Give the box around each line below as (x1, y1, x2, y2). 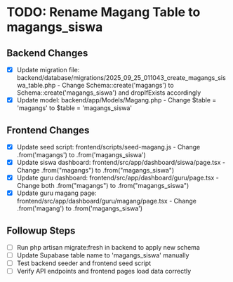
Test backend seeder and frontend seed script (16, 259, 152, 267)
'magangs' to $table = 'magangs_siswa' (16, 104, 133, 112)
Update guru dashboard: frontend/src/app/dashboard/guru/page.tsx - (16, 173, 219, 182)
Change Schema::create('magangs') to (61, 81, 174, 90)
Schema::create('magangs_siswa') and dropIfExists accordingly (16, 88, 201, 97)
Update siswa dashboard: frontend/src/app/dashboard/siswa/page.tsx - (16, 159, 226, 166)
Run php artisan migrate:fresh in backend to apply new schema (16, 243, 201, 251)
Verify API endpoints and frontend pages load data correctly (16, 267, 192, 276)
